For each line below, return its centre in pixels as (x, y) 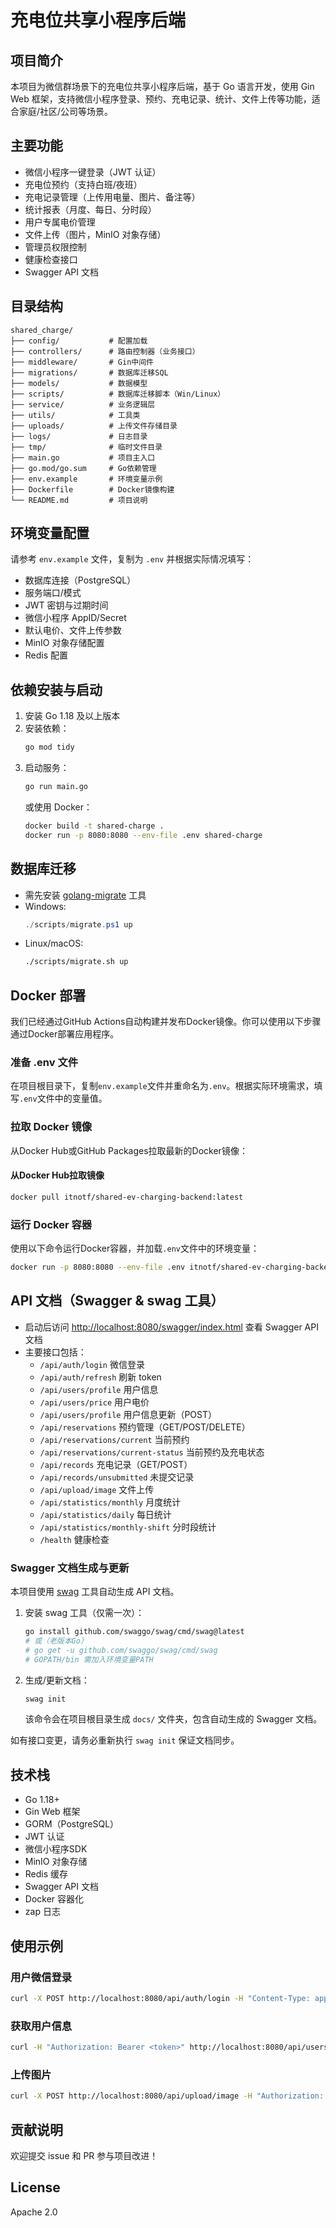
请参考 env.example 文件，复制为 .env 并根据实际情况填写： (132, 559)
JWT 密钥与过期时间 (66, 605)
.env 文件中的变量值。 (63, 1098)
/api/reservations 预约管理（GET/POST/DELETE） (145, 1427)
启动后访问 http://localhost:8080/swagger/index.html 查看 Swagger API (171, 1327)
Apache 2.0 (34, 2212)
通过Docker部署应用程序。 (65, 1034)
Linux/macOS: (54, 943)
